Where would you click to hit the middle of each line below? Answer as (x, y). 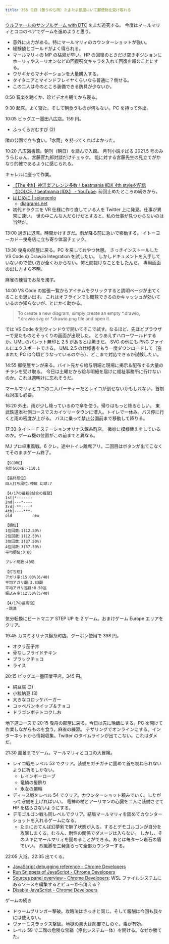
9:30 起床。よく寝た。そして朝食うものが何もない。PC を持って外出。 (78, 108)
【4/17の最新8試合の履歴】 (30, 493)
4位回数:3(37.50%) (23, 547)
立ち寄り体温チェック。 (65, 239)
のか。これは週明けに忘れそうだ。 (41, 378)
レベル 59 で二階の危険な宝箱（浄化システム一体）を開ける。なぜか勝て (87, 930)
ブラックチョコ (28, 659)
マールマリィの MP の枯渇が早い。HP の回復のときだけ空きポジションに (87, 55)
